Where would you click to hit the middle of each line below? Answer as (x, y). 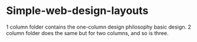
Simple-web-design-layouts (77, 11)
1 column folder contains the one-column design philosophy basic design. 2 (99, 27)
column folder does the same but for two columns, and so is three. (88, 33)
